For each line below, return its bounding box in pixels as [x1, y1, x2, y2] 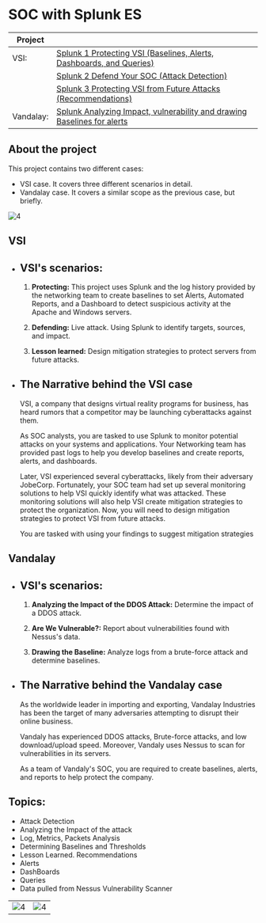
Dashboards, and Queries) [56, 57, 154, 68]
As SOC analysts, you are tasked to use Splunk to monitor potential [19, 431, 239, 440]
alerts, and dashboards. [19, 456, 97, 465]
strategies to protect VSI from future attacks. [19, 513, 166, 523]
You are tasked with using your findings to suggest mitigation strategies [19, 529, 254, 538]
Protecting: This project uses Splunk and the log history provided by [31, 282, 256, 291]
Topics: [8, 796, 46, 809]
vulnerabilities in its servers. [19, 748, 112, 758]
